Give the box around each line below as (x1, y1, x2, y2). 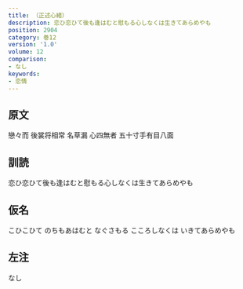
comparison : (8, 56, 47, 64)
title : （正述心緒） (8, 11, 68, 20)
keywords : (8, 70, 41, 78)
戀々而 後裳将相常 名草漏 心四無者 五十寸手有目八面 (8, 130, 174, 140)
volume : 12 (8, 48, 44, 56)
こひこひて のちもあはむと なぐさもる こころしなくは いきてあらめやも (8, 225, 236, 235)
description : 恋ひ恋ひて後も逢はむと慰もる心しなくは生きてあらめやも (8, 19, 212, 27)
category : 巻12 (8, 33, 56, 42)
